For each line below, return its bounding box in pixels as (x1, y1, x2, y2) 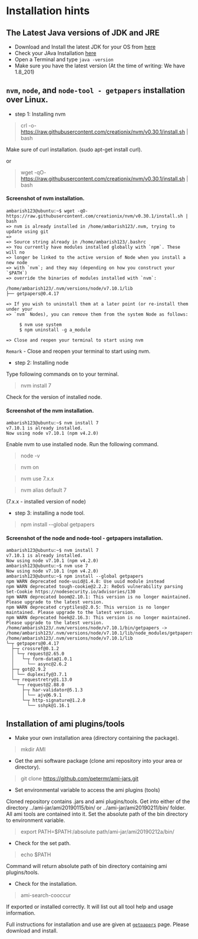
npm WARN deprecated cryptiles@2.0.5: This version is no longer (6, 605, 170, 610)
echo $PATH (20, 851, 51, 858)
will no (6, 249, 25, 255)
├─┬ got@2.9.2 (11, 667, 46, 672)
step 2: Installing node (14, 359, 69, 366)
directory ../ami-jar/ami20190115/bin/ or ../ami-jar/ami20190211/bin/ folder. (6, 804, 186, 811)
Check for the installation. (14, 880, 78, 888)
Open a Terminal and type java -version (14, 56, 114, 63)
